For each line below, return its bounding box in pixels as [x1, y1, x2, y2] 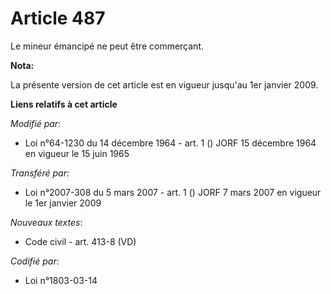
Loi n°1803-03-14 [24, 274, 98, 286]
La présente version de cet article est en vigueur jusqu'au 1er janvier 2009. [10, 78, 319, 91]
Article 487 [10, 7, 106, 30]
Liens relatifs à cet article [10, 98, 118, 110]
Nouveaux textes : [10, 216, 83, 228]
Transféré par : [10, 167, 70, 179]
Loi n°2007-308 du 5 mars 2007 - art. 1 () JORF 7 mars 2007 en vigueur [24, 186, 322, 198]
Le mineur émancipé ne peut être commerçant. [10, 40, 204, 52]
